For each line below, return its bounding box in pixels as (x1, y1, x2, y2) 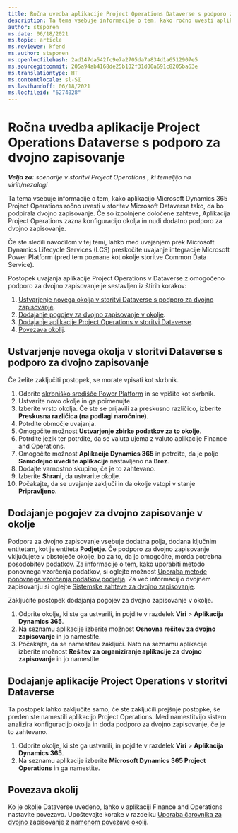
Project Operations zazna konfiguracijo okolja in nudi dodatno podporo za (8, 217, 222, 225)
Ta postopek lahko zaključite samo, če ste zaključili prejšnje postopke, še (8, 704, 221, 714)
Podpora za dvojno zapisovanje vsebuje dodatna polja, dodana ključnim (8, 537, 218, 545)
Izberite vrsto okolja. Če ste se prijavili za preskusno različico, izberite (18, 404, 222, 413)
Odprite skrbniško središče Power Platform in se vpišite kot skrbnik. (18, 389, 215, 398)
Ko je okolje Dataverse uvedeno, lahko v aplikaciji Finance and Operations (8, 803, 223, 811)
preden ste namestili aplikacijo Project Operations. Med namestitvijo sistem (8, 712, 227, 721)
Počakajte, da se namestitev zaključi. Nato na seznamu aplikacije (18, 639, 208, 648)
